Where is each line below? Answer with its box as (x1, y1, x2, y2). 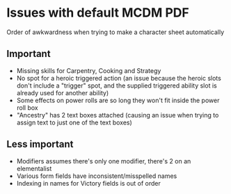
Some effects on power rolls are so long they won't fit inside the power (16, 96, 220, 104)
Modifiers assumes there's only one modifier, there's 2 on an (16, 156, 191, 165)
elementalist (16, 164, 52, 172)
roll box (16, 103, 39, 112)
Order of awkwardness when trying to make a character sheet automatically (6, 28, 225, 36)
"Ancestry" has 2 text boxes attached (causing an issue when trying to (16, 111, 219, 119)
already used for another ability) (16, 88, 109, 97)
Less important (6, 138, 74, 150)
